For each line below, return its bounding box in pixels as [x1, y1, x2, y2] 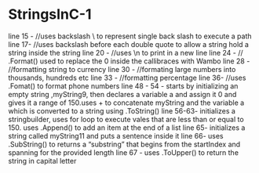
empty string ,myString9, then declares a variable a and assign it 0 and [8, 89, 237, 99]
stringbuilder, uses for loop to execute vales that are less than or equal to [8, 114, 245, 124]
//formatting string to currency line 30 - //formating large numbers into [8, 64, 236, 74]
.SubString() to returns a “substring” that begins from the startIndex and [8, 139, 241, 149]
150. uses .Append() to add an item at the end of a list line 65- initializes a [8, 123, 246, 132]
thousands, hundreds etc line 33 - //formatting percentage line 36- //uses [8, 73, 246, 82]
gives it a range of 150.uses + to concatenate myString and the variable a [8, 98, 245, 107]
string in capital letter [8, 156, 77, 165]
